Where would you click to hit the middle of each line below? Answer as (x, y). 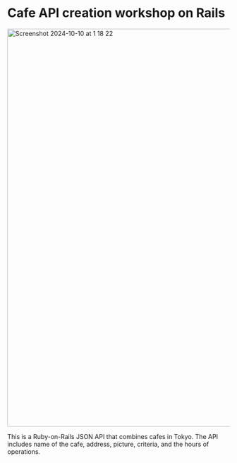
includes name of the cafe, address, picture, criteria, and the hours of (108, 444)
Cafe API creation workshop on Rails (116, 13)
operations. (24, 451)
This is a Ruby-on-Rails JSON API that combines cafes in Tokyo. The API (113, 436)
